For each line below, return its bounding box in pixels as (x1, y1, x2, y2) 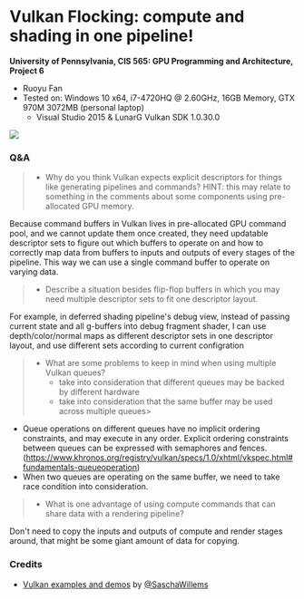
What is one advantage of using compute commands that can (44, 498, 277, 509)
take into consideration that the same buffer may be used (58, 396, 273, 407)
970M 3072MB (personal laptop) (22, 101, 145, 112)
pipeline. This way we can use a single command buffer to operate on (9, 256, 270, 268)
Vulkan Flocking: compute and (9, 6, 245, 27)
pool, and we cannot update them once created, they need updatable (9, 228, 269, 239)
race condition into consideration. (22, 481, 149, 492)
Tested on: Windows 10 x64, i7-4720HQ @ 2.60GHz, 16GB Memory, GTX (22, 92, 295, 103)
